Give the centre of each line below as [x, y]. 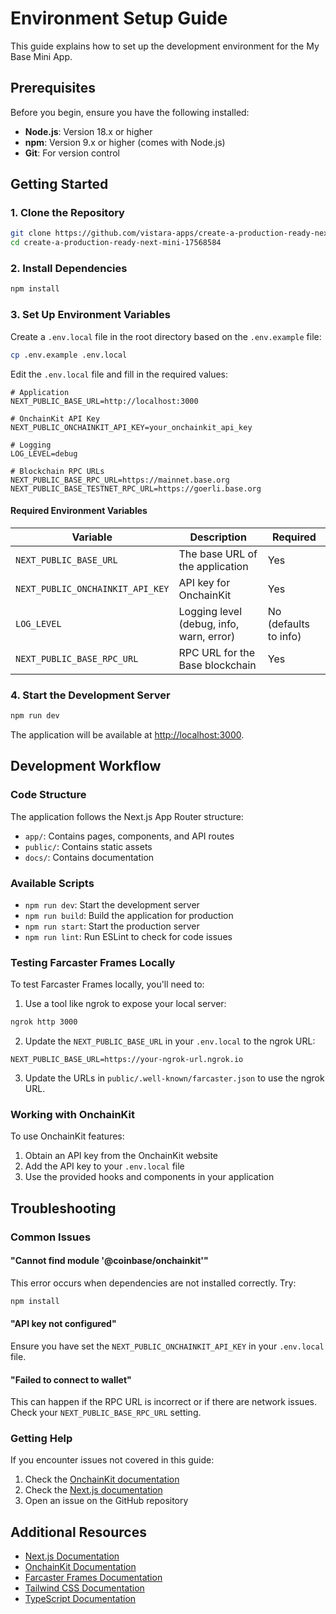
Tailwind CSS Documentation [84, 1588]
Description [218, 537]
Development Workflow [86, 766]
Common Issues [51, 1237]
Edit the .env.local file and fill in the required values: [119, 374]
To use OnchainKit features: [67, 1136]
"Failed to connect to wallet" [71, 1379]
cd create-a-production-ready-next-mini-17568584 [116, 243]
